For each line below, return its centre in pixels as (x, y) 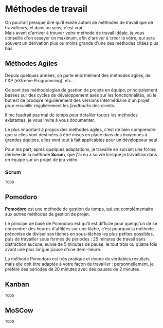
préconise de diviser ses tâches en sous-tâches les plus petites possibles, (80, 234)
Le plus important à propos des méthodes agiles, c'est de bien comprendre (80, 129)
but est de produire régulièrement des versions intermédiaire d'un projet (77, 100)
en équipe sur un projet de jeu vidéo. (42, 160)
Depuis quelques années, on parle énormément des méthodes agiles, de (78, 75)
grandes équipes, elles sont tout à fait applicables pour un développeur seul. (82, 140)
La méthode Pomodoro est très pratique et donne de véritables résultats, (78, 258)
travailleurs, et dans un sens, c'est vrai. (44, 27)
